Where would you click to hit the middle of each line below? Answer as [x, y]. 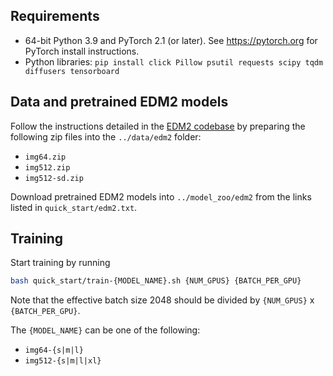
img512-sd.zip [54, 178]
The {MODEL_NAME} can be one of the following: [105, 330]
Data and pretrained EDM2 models [119, 102]
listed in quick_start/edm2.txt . [74, 207]
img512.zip [47, 167]
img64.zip [45, 157]
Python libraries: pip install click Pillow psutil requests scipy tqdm [174, 61]
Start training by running [60, 263]
